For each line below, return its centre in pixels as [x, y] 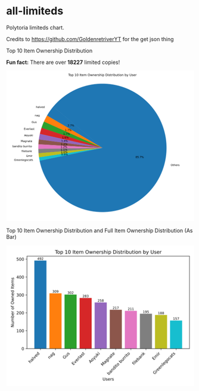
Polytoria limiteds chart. [35, 27]
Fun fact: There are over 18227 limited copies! [63, 62]
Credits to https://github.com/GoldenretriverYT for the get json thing [90, 39]
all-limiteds [35, 11]
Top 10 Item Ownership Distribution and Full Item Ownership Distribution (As [99, 230]
